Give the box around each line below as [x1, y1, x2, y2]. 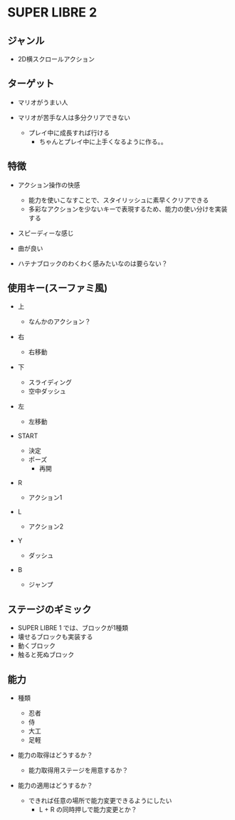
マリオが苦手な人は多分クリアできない [17, 113, 130, 121]
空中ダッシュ [28, 387, 66, 396]
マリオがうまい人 [17, 98, 68, 106]
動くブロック [17, 641, 56, 650]
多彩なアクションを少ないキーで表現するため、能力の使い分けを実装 [28, 204, 228, 213]
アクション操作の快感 [17, 180, 80, 189]
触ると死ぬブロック [17, 651, 75, 659]
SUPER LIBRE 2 [7, 4, 98, 21]
